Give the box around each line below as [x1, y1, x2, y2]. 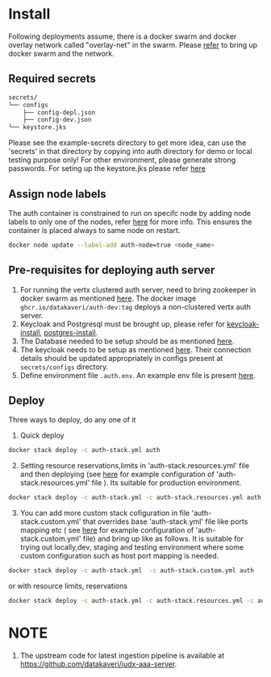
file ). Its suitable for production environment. [91, 478, 242, 488]
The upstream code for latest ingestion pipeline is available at [19, 650, 225, 660]
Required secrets [8, 72, 97, 85]
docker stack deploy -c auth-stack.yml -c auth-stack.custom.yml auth [8, 567, 254, 575]
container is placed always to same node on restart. [8, 225, 181, 235]
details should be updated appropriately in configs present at [19, 353, 223, 363]
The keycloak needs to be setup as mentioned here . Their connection [19, 344, 252, 355]
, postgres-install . [40, 327, 98, 337]
